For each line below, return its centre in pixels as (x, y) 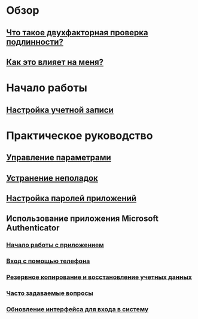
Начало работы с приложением (55, 245)
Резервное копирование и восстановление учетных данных (99, 277)
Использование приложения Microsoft (83, 219)
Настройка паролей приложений (71, 198)
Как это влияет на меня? (55, 62)
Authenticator (33, 228)
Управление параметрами (59, 158)
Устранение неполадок (52, 178)
